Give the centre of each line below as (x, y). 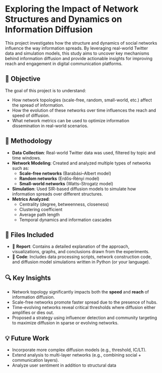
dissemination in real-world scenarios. (50, 126)
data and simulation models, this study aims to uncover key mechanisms (77, 53)
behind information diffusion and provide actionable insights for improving (79, 58)
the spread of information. (38, 105)
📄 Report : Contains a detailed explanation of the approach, (71, 246)
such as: (20, 168)
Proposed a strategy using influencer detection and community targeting (84, 318)
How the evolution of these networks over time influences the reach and (84, 110)
